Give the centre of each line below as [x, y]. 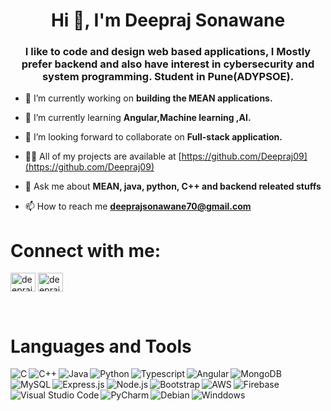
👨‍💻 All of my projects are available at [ [103, 156]
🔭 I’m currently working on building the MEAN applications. [148, 98]
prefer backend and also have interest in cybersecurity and [168, 64]
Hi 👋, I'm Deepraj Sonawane [168, 20]
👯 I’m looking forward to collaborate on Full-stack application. [153, 137]
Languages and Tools [101, 346]
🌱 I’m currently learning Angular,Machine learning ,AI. [138, 118]
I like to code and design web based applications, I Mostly [168, 52]
